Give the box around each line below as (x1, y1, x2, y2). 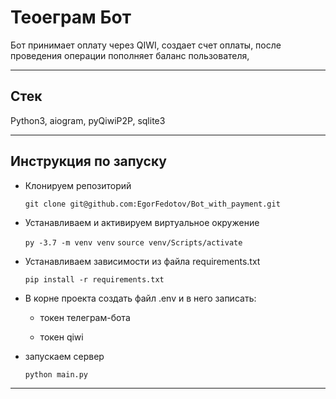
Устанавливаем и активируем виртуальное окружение (24, 216, 260, 228)
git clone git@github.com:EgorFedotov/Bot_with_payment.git (24, 199, 281, 209)
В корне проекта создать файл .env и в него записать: (24, 292, 257, 304)
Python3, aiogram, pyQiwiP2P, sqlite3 (10, 114, 166, 126)
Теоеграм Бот (10, 6, 132, 29)
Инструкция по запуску (10, 153, 167, 170)
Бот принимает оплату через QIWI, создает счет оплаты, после (10, 39, 282, 51)
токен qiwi (39, 331, 84, 343)
